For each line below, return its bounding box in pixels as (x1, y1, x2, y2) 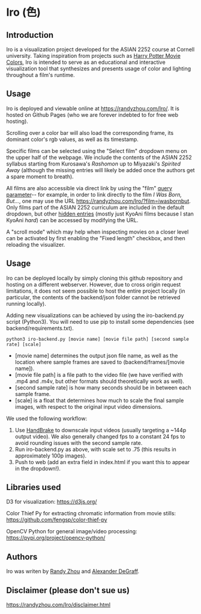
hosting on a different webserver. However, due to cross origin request (6, 281, 181, 288)
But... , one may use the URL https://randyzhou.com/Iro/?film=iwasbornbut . (6, 197, 191, 205)
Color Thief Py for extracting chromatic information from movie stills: (6, 510, 176, 517)
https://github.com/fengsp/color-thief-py (6, 516, 107, 524)
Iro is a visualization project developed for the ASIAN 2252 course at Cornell (6, 46, 195, 53)
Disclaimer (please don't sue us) (6, 585, 130, 595)
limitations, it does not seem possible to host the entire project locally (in (6, 287, 185, 294)
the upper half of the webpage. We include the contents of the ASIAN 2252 (6, 153, 192, 161)
